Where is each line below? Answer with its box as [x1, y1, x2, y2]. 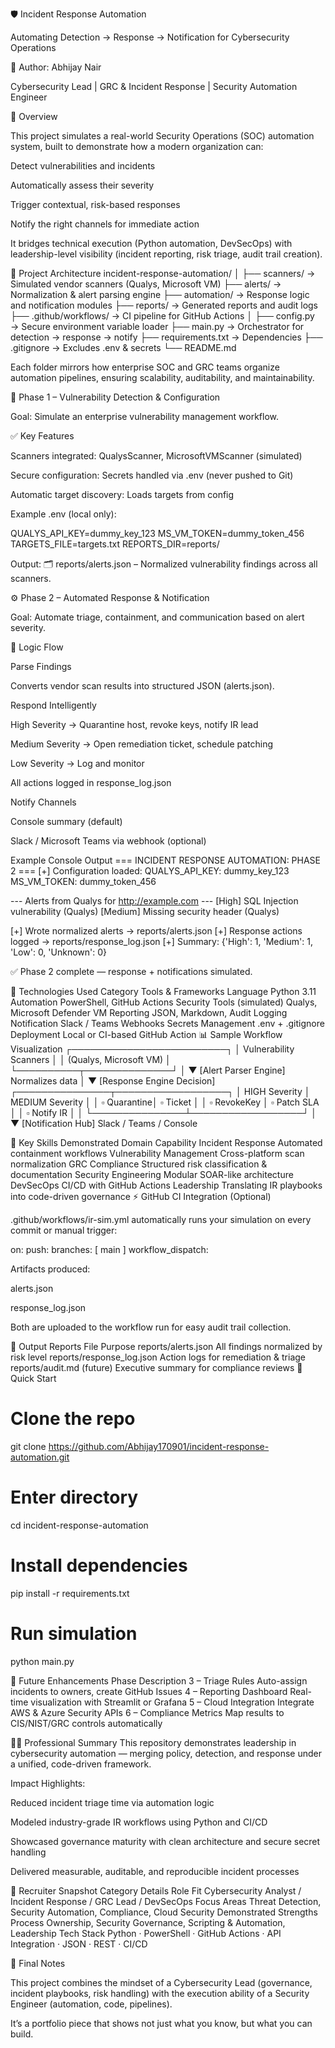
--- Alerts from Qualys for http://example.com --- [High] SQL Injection [10, 895, 299, 907]
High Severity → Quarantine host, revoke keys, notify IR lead [10, 719, 259, 730]
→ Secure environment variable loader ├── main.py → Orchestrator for [10, 321, 305, 332]
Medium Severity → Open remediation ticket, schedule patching [10, 738, 274, 750]
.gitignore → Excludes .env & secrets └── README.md [10, 342, 237, 353]
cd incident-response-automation [10, 1519, 149, 1531]
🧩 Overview [10, 111, 58, 122]
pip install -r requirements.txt [10, 1587, 130, 1599]
